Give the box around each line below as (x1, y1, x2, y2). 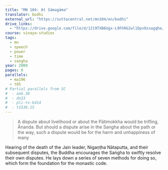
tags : (5, 35, 16, 40)
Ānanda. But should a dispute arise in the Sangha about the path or (17, 124, 156, 130)
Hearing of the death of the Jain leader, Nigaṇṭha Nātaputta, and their (5, 144, 148, 150)
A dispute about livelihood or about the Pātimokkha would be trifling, (17, 118, 159, 124)
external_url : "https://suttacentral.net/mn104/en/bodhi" (5, 16, 128, 21)
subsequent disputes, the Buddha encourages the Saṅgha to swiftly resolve (5, 149, 161, 155)
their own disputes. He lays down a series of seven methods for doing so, (5, 155, 157, 160)
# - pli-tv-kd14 (5, 100, 41, 105)
